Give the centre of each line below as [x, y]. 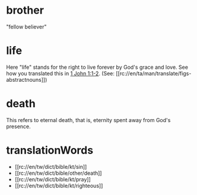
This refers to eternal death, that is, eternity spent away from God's [88, 120]
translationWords [50, 150]
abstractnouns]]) [27, 79]
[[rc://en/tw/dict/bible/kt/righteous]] [59, 186]
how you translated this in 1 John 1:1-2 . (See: [60, 73]
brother [25, 10]
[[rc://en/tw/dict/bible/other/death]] [58, 173]
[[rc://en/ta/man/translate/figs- [153, 73]
